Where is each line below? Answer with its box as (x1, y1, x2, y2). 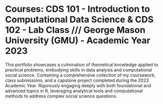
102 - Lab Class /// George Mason (5, 25, 146, 35)
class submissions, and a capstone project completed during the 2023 (5, 77, 149, 83)
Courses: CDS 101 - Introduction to (5, 3, 150, 15)
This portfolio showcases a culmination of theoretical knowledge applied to (5, 62, 159, 68)
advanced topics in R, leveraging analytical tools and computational (5, 88, 143, 94)
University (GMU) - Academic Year (5, 35, 151, 46)
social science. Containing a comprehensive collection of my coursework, (5, 72, 156, 78)
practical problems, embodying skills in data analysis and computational (5, 67, 152, 72)
